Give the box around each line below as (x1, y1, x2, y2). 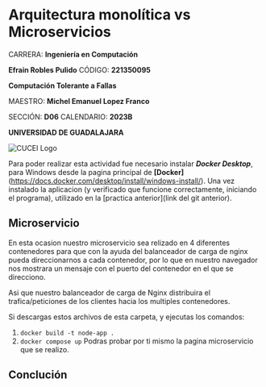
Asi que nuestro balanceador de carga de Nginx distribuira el (8, 288, 211, 298)
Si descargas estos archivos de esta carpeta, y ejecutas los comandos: (8, 312, 245, 322)
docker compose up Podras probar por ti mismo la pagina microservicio (19, 336, 254, 346)
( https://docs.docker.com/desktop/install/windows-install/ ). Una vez (8, 176, 235, 185)
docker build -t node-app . (19, 329, 114, 337)
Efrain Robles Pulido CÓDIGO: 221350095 (8, 64, 152, 74)
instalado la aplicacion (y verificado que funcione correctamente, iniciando (8, 184, 257, 194)
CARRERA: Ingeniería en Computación (8, 49, 139, 59)
